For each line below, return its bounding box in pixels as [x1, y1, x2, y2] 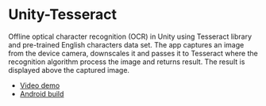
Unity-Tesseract [8, 6, 118, 24]
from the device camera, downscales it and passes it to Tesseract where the [8, 48, 258, 58]
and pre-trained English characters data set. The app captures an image [8, 40, 245, 49]
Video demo [19, 81, 60, 90]
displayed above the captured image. [8, 65, 129, 74]
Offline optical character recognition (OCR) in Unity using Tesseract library [8, 32, 253, 41]
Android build [19, 89, 64, 98]
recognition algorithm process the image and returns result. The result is [8, 57, 245, 66]
